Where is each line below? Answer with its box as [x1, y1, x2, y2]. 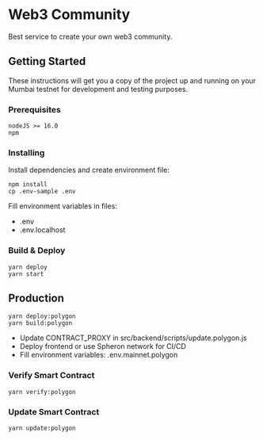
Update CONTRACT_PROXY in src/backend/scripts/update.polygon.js [19, 333, 247, 342]
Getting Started [8, 55, 86, 68]
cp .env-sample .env [8, 188, 77, 196]
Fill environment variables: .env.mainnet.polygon [19, 350, 178, 360]
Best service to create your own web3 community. [8, 32, 173, 41]
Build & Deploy [8, 245, 66, 256]
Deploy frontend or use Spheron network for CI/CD [19, 342, 186, 351]
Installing [8, 147, 45, 158]
